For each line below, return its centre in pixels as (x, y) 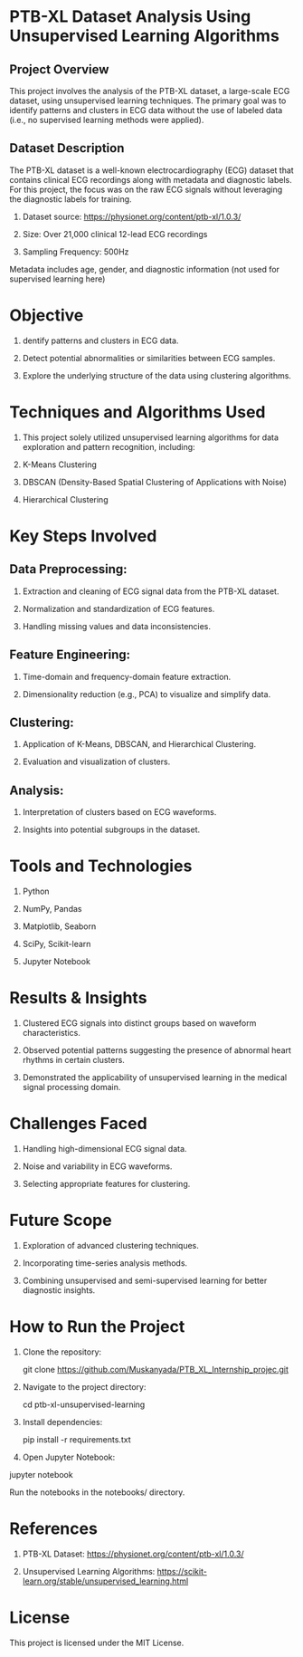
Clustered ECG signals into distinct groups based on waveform (139, 1023)
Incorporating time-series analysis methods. (105, 1263)
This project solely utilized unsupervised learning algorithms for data (150, 437)
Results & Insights (78, 998)
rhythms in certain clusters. (73, 1060)
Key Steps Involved (83, 536)
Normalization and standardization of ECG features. (118, 608)
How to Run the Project (97, 1327)
